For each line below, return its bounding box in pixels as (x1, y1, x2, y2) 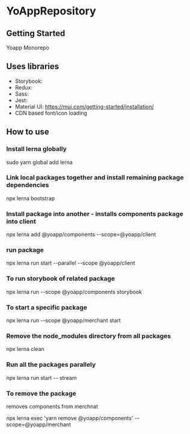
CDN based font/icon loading (14, 109, 87, 117)
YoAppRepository (6, 4, 96, 18)
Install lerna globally (6, 145, 67, 153)
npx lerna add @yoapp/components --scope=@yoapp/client (6, 231, 156, 238)
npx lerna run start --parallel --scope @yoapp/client (6, 260, 135, 267)
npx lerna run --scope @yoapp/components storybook (6, 288, 142, 295)
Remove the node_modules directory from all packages (6, 332, 171, 340)
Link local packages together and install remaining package (6, 173, 184, 182)
